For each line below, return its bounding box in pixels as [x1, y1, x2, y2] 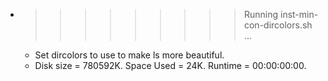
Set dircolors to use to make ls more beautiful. [34, 49, 225, 61]
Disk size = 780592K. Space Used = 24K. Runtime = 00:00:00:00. [34, 60, 307, 71]
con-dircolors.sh [243, 19, 313, 31]
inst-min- [279, 9, 319, 20]
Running [243, 9, 279, 20]
